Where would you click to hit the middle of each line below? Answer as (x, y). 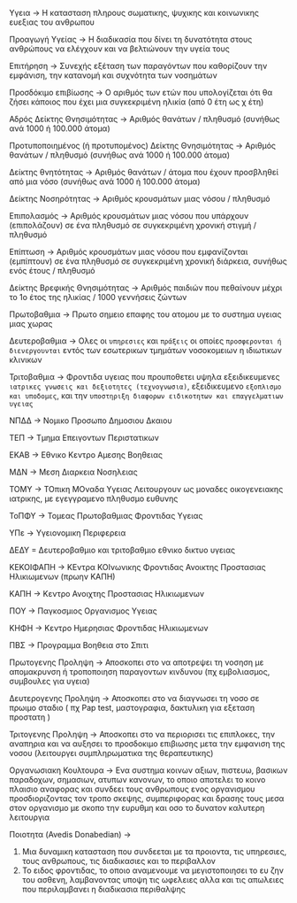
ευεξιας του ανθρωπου (52, 22)
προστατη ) (30, 717)
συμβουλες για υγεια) (49, 681)
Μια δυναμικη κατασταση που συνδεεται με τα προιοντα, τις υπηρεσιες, (154, 852)
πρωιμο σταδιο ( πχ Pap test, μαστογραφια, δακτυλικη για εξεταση (132, 708)
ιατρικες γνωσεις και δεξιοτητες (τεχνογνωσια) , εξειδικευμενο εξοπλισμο (145, 386)
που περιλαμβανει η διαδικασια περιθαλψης (103, 889)
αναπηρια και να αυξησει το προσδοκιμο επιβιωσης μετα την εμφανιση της (147, 744)
